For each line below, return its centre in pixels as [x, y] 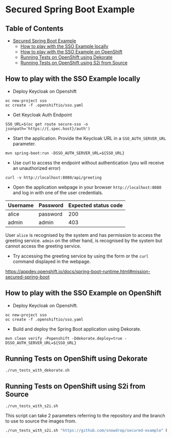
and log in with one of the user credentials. [58, 192]
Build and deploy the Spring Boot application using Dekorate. [77, 329]
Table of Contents [35, 29]
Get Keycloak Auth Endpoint [42, 115]
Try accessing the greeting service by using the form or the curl [81, 256]
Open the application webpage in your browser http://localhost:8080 [87, 187]
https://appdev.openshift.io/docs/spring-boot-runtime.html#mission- [78, 271]
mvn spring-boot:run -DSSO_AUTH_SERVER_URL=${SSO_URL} [65, 153]
